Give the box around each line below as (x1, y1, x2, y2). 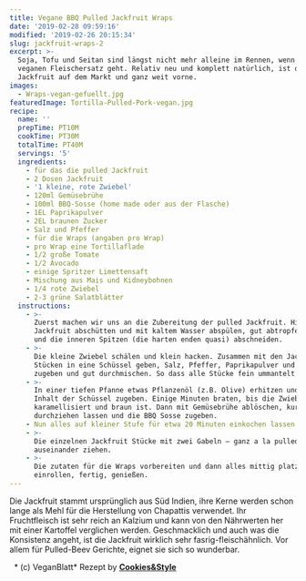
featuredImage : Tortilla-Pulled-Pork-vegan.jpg (9, 97, 194, 107)
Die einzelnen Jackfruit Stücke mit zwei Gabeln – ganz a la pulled (33, 436, 300, 446)
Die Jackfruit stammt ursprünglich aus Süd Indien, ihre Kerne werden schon (9, 495, 294, 506)
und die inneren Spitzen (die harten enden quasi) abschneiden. (33, 335, 283, 344)
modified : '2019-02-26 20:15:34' (9, 30, 137, 39)
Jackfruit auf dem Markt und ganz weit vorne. (17, 73, 198, 82)
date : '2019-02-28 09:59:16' (9, 22, 120, 31)
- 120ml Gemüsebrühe (25, 191, 104, 200)
